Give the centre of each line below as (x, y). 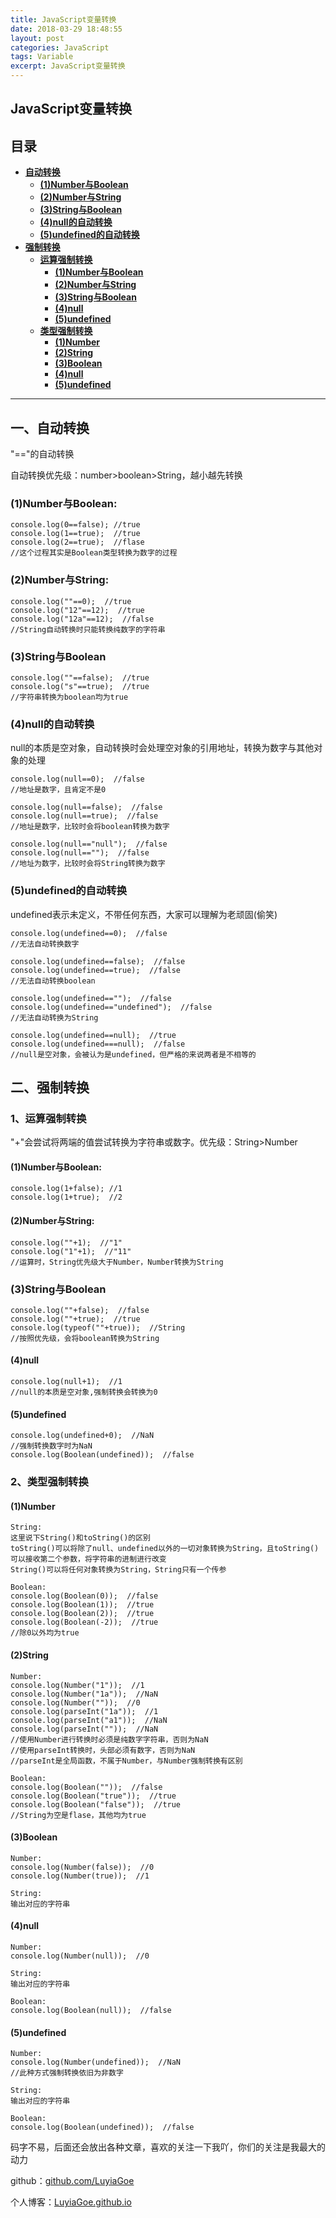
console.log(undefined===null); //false (98, 1044)
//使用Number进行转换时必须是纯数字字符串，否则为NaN (109, 1739)
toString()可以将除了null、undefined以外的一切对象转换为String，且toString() (165, 1549)
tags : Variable (42, 57)
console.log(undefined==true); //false (96, 970)
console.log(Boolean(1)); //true (82, 1605)
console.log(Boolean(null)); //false (91, 2011)
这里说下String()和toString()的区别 (80, 1538)
